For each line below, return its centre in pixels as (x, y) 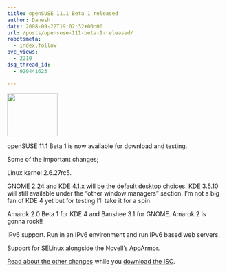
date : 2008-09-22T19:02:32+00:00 (55, 26)
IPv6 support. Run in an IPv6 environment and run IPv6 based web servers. (113, 234)
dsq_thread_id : (29, 65)
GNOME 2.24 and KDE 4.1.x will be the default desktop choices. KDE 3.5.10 (113, 186)
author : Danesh (29, 20)
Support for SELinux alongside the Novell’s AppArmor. (84, 248)
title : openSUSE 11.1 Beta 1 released (63, 13)
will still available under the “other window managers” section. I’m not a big (113, 193)
